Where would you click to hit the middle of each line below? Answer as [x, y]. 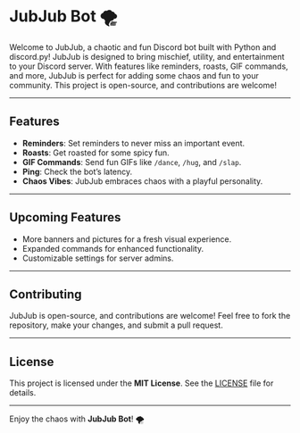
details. [23, 393]
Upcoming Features [65, 217]
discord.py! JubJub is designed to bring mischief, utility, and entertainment [147, 56]
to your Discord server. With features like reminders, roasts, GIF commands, [149, 66]
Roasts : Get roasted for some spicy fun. [96, 153]
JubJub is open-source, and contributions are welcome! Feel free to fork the [150, 316]
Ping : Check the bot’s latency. [77, 171]
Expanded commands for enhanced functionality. [112, 248]
